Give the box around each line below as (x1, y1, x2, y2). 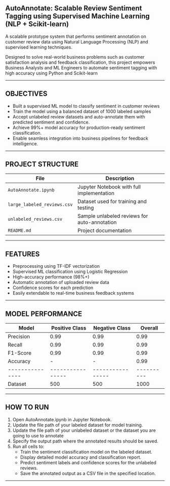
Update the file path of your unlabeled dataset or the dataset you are (12, 427, 156, 433)
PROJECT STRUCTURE (5, 160, 79, 169)
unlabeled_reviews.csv (8, 216, 62, 222)
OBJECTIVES (5, 90, 48, 98)
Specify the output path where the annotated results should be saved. (12, 438, 158, 444)
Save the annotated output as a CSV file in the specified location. (20, 470, 156, 476)
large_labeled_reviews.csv (8, 202, 73, 208)
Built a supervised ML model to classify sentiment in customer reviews (12, 103, 160, 109)
